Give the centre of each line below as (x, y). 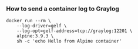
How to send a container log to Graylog (63, 9)
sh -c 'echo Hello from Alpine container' (69, 41)
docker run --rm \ (28, 21)
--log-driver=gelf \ (42, 26)
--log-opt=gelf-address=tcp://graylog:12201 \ (75, 31)
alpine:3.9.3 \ (35, 36)
